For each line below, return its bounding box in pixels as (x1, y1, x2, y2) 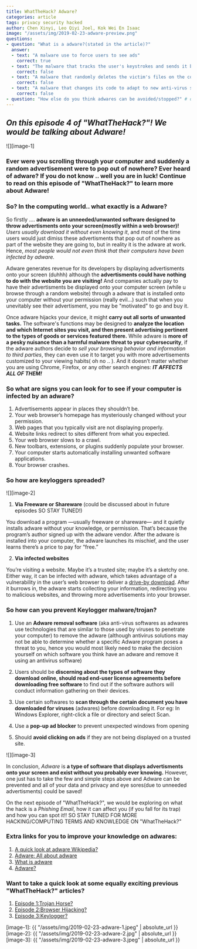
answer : (11, 47, 30, 53)
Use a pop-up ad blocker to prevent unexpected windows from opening (14, 722, 189, 729)
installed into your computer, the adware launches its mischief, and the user (6, 537, 189, 544)
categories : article (6, 14, 57, 20)
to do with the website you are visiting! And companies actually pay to (6, 277, 179, 284)
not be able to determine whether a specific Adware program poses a (14, 638, 183, 645)
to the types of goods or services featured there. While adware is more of (6, 332, 188, 339)
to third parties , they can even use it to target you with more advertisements (6, 351, 190, 358)
